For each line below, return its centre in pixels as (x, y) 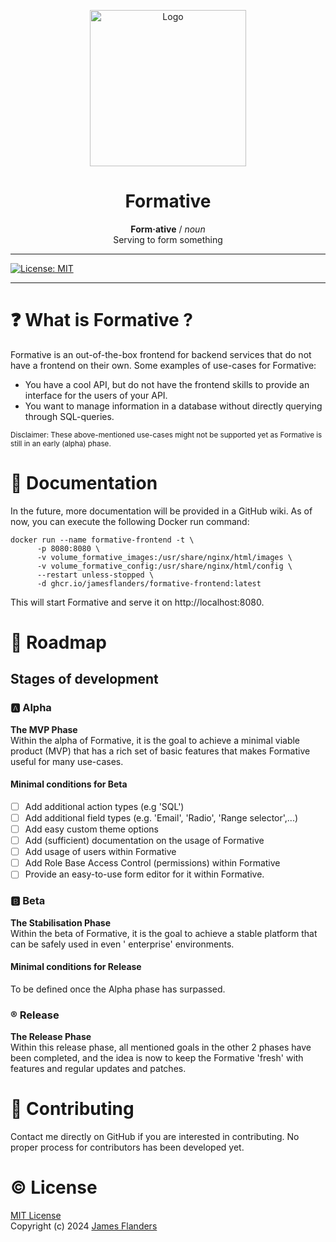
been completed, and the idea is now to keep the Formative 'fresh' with (157, 1058)
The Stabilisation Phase (61, 922)
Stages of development (84, 679)
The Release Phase (51, 1037)
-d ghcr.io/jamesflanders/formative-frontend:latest (149, 583)
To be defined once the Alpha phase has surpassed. (118, 989)
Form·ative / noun (168, 229)
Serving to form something (168, 239)
